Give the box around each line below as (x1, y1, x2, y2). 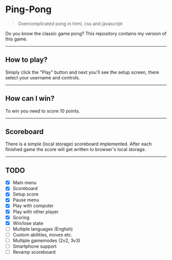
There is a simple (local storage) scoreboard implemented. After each (5, 141, 152, 147)
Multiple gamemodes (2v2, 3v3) (12, 237, 81, 244)
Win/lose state (12, 220, 44, 226)
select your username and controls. (5, 74, 80, 80)
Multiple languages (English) (12, 226, 73, 232)
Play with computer (12, 203, 54, 209)
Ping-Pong (5, 4, 52, 15)
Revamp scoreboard (12, 249, 56, 255)
